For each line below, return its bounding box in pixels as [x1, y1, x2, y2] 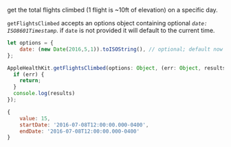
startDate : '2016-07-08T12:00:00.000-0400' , [19, 121, 149, 129]
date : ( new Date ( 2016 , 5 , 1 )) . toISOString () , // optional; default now [19, 46, 223, 53]
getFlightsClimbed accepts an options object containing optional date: [7, 19, 208, 27]
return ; [19, 77, 41, 84]
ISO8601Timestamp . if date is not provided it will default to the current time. [7, 27, 215, 34]
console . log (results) [13, 90, 76, 97]
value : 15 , [19, 115, 51, 122]
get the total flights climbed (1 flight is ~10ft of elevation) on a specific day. [7, 6, 218, 14]
